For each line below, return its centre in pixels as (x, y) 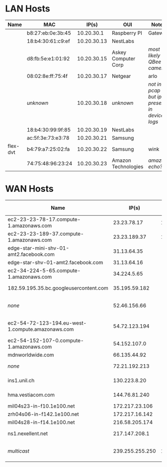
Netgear (121, 76)
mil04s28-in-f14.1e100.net (41, 422)
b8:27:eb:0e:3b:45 (49, 33)
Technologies (127, 166)
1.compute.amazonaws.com (41, 329)
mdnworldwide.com (31, 355)
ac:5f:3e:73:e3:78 (48, 138)
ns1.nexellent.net (28, 434)
